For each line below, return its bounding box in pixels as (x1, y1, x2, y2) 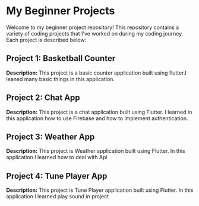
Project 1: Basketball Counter (6, 53, 116, 63)
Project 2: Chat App (6, 93, 80, 103)
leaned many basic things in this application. (6, 75, 115, 82)
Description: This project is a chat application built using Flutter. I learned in (6, 108, 192, 115)
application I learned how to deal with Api (6, 154, 108, 161)
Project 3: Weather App (6, 131, 95, 141)
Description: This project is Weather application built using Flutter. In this (6, 147, 185, 154)
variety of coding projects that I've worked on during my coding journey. (6, 30, 184, 37)
